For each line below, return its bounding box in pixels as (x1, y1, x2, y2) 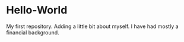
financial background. (6, 29, 59, 36)
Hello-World (6, 3, 68, 17)
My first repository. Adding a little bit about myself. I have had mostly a (6, 23, 179, 30)
